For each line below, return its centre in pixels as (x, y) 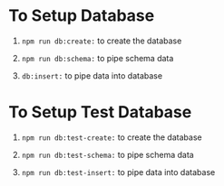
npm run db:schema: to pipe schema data (97, 58)
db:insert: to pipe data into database (92, 75)
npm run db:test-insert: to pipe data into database (118, 172)
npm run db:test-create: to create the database (112, 137)
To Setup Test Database (100, 112)
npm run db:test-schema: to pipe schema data (107, 154)
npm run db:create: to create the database (102, 41)
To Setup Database (82, 16)
